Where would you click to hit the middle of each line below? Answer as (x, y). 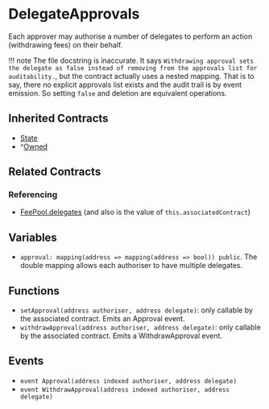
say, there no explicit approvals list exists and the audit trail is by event (125, 85)
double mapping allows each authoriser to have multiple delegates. (131, 266)
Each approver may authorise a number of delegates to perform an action (130, 36)
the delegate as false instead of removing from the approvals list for (133, 68)
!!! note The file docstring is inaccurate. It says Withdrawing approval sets (131, 60)
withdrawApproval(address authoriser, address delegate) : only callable (141, 328)
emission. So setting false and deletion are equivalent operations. (118, 93)
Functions (34, 291)
